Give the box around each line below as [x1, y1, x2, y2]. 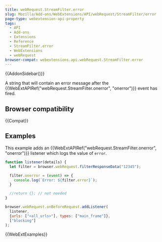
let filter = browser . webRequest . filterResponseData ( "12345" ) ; [9, 164, 141, 169]
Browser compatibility [5, 105, 74, 113]
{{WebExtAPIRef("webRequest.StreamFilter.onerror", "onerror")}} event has [5, 85, 158, 91]
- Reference [9, 39, 34, 44]
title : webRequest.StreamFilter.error [5, 7, 84, 12]
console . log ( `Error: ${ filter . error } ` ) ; [14, 177, 97, 183]
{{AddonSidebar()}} [5, 71, 45, 76]
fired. [5, 91, 16, 97]
